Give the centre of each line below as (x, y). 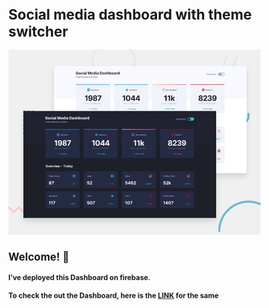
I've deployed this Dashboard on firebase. (79, 277)
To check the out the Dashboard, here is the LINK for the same (114, 296)
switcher (38, 32)
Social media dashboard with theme (130, 15)
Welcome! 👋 (39, 256)
